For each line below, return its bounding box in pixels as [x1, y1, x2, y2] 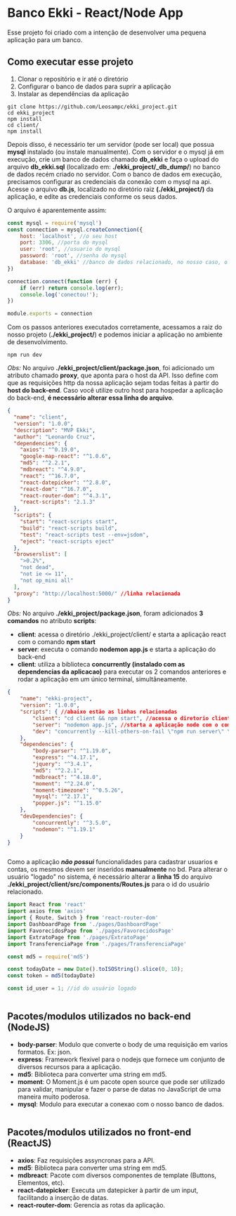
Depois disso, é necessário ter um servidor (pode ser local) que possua [7, 140, 214, 148]
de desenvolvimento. [7, 338, 68, 346]
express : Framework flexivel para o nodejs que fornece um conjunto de [17, 1055, 225, 1064]
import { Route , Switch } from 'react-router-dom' [7, 915, 159, 922]
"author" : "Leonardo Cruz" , [13, 433, 96, 440]
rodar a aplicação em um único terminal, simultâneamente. [17, 675, 188, 684]
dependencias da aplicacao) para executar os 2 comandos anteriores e [17, 667, 227, 676]
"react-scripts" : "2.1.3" [20, 499, 96, 506]
